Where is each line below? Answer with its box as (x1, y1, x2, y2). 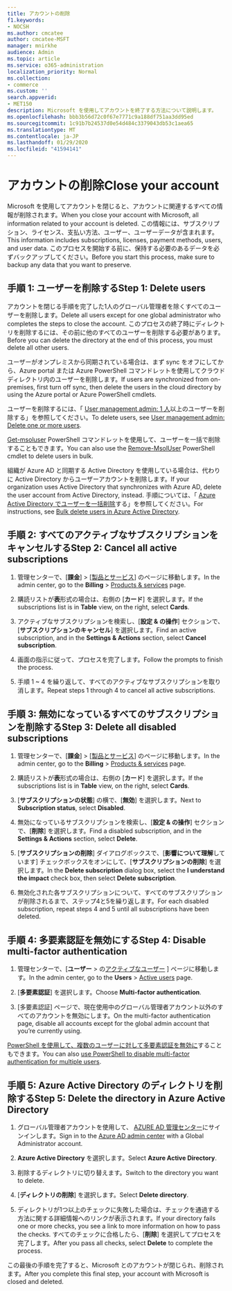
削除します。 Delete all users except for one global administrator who (25, 310, 221, 319)
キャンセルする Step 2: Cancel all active (7, 542, 177, 554)
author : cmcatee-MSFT (7, 36, 70, 43)
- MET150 (7, 101, 33, 108)
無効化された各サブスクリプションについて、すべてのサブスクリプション (17, 888, 223, 897)
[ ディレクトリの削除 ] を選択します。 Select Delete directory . (17, 1191, 189, 1199)
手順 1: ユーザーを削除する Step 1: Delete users (7, 282, 206, 294)
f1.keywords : (7, 17, 45, 24)
